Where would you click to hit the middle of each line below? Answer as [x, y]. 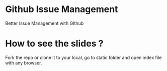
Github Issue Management [62, 9]
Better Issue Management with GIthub [45, 23]
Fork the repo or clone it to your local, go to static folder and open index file [83, 57]
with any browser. [24, 63]
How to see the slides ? [54, 44]
